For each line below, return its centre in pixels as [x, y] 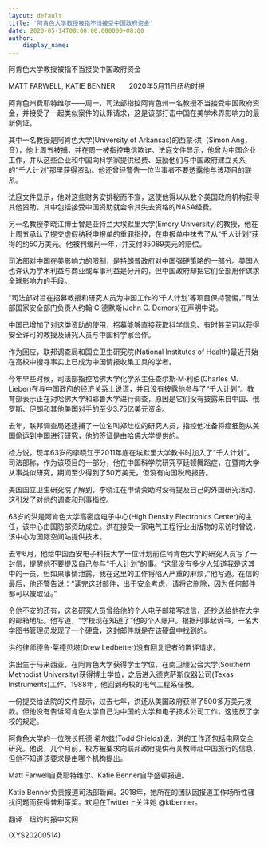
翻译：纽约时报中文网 [43, 819]
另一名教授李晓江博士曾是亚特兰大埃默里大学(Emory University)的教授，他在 [134, 224]
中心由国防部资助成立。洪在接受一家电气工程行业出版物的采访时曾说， [144, 527]
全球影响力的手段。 [40, 281]
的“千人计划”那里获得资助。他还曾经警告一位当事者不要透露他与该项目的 [127, 170]
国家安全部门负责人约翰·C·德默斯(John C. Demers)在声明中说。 [118, 308]
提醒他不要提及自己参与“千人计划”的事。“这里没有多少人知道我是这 [139, 563]
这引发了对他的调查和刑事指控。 [61, 499]
